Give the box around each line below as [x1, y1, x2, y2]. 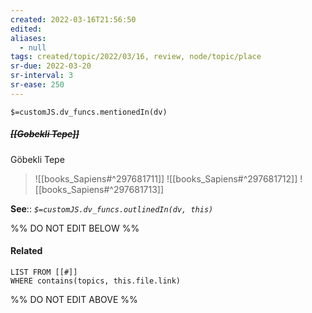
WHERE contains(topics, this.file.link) [10, 276, 182, 286]
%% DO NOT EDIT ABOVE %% [10, 293, 138, 305]
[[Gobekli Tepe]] [10, 128, 80, 140]
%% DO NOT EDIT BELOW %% [10, 222, 140, 234]
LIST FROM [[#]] [10, 267, 78, 277]
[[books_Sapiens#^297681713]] [34, 183, 165, 195]
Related [10, 245, 43, 257]
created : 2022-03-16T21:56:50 [10, 14, 137, 25]
